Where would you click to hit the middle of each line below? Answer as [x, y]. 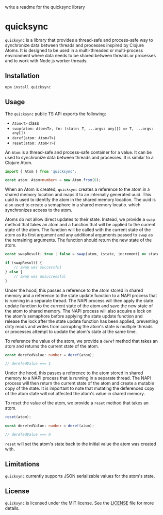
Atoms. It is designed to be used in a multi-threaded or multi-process [74, 50]
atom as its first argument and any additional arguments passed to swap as [79, 235]
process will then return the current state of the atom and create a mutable [80, 383]
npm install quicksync [28, 87]
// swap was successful [38, 267]
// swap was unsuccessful [40, 276]
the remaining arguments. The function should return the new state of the [78, 240]
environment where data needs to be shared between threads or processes [81, 55]
